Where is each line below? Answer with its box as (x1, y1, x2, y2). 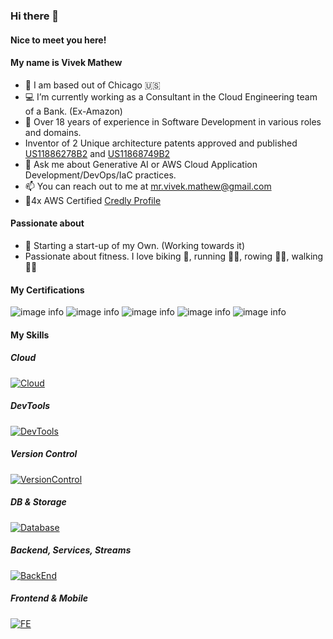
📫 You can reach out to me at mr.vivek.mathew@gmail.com (24, 180, 272, 192)
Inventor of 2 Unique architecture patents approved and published (24, 137, 298, 149)
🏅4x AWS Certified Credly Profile (24, 194, 162, 206)
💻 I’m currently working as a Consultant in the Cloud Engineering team (24, 90, 318, 103)
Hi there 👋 (10, 9, 60, 23)
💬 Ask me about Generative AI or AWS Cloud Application (24, 158, 258, 170)
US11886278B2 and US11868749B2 (24, 147, 171, 159)
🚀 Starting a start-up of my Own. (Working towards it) (24, 239, 246, 251)
